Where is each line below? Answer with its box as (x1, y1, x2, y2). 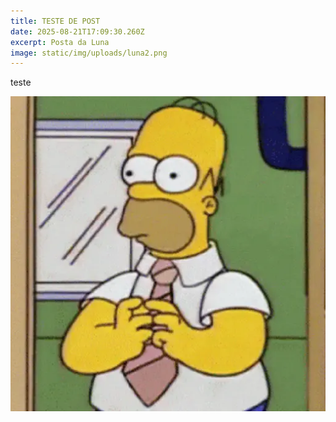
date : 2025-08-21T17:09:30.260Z (10, 26, 145, 37)
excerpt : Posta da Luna (10, 37, 110, 47)
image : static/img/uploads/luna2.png (10, 48, 168, 58)
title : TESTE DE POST (10, 16, 101, 26)
